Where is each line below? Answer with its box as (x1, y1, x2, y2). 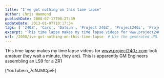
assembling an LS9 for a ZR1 (5, 58, 62, 64)
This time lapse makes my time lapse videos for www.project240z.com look (5, 47, 158, 54)
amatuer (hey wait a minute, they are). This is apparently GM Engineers (5, 53, 148, 58)
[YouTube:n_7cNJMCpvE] (5, 67, 57, 73)
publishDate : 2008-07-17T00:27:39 (5, 16, 76, 21)
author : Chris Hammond (5, 12, 51, 17)
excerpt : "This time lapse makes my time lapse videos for (5, 30, 128, 35)
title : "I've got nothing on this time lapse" (5, 7, 102, 12)
